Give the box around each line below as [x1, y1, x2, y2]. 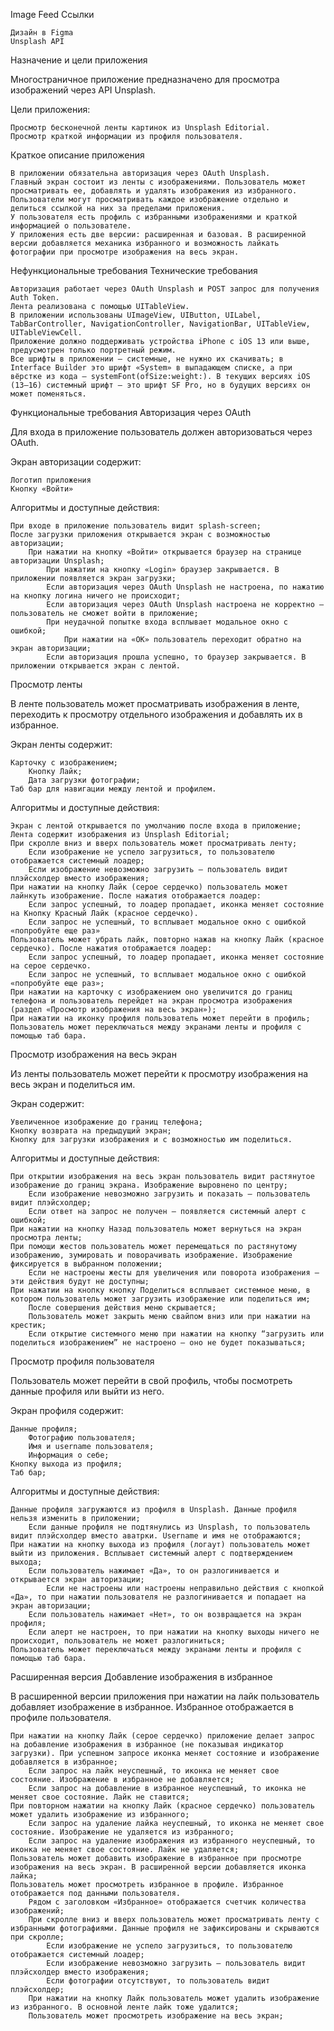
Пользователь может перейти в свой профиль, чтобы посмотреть [10, 1375, 293, 1386]
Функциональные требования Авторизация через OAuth [10, 407, 252, 418]
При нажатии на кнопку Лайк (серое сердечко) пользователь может [10, 882, 288, 892]
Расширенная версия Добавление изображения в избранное [10, 1671, 273, 1683]
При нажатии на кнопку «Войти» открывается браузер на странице [28, 547, 302, 557]
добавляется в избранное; [10, 1757, 118, 1767]
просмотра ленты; [10, 1233, 83, 1243]
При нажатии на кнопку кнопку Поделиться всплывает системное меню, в [10, 1285, 311, 1295]
